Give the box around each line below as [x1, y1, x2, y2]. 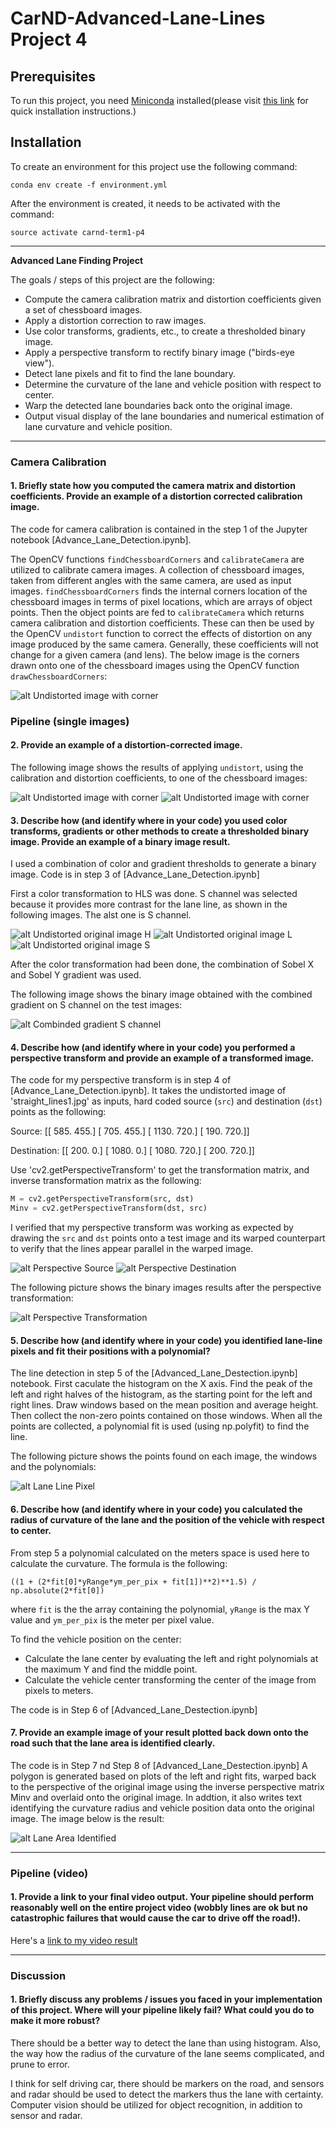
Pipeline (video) [10, 1866, 89, 1880]
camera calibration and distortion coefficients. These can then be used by [10, 617, 315, 629]
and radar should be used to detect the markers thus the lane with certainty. [10, 2088, 324, 2101]
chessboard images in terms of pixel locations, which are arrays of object [10, 595, 313, 607]
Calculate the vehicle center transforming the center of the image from [24, 1673, 317, 1686]
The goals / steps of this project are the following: [10, 273, 215, 286]
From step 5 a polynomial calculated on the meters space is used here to [10, 1547, 310, 1559]
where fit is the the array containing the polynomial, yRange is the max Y [10, 1603, 310, 1615]
